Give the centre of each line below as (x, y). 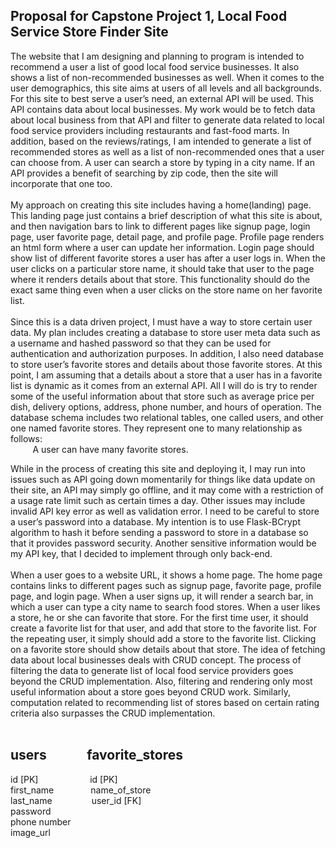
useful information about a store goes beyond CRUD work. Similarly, (151, 691)
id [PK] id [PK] (64, 779)
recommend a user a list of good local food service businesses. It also (155, 66)
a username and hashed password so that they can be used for (141, 343)
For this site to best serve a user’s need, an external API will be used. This (162, 98)
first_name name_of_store (81, 790)
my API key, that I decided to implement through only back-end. (141, 553)
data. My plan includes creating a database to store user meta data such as (165, 332)
